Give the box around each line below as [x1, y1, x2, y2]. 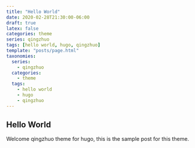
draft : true [6, 20, 36, 26]
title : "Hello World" [6, 8, 61, 15]
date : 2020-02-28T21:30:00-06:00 [6, 14, 90, 20]
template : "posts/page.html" [6, 48, 79, 54]
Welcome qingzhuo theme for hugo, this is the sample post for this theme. [6, 135, 190, 143]
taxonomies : [6, 53, 36, 59]
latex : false [6, 25, 39, 32]
